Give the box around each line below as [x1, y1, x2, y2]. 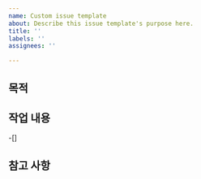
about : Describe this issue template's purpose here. [8, 19, 195, 28]
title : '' [8, 27, 42, 35]
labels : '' [8, 34, 45, 43]
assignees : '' [8, 42, 57, 50]
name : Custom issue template [8, 11, 107, 20]
